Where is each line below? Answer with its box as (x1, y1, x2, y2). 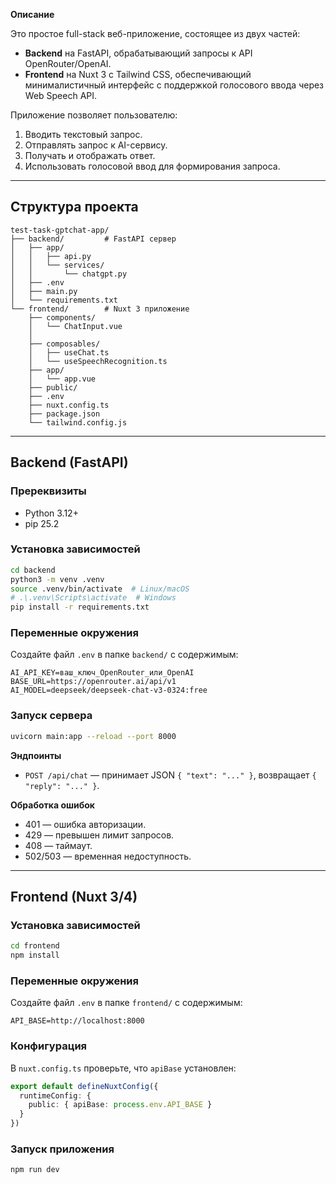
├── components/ (28, 312, 97, 323)
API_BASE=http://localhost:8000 (10, 1016, 145, 1026)
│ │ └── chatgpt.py (10, 269, 128, 279)
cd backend (10, 565, 56, 575)
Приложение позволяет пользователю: (10, 109, 178, 121)
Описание (10, 9, 55, 20)
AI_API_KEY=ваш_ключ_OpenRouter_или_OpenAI (10, 668, 195, 678)
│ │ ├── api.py (10, 251, 92, 261)
